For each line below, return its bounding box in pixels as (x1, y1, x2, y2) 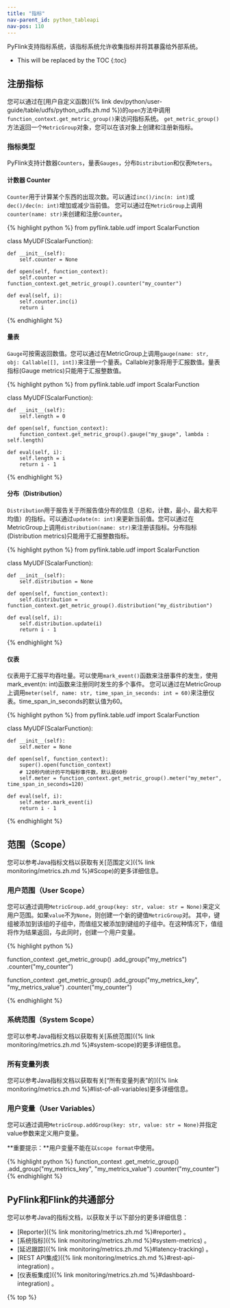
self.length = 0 (19, 413, 66, 420)
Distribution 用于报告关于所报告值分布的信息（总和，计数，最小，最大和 (7, 506, 212, 515)
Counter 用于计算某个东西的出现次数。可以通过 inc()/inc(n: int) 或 (7, 192, 195, 201)
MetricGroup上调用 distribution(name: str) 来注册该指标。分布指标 (7, 523, 197, 532)
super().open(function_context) (19, 762, 112, 769)
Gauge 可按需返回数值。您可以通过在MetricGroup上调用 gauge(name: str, (7, 349, 209, 357)
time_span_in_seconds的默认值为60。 (18, 697, 127, 706)
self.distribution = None (19, 578, 94, 585)
